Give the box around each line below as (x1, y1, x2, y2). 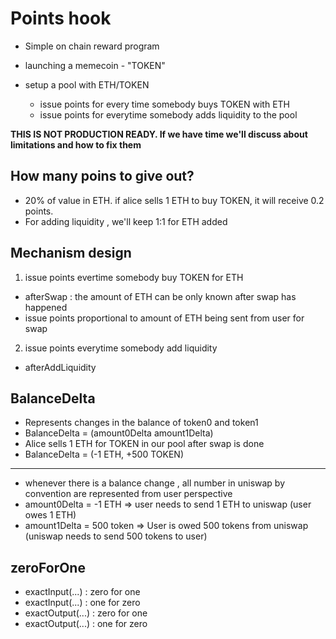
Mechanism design (10, 245, 132, 262)
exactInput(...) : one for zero (24, 597, 141, 609)
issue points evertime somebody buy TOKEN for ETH (24, 271, 244, 283)
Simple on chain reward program (24, 40, 160, 52)
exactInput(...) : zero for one (24, 586, 141, 598)
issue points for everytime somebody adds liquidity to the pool (39, 108, 298, 121)
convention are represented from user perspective (24, 488, 233, 500)
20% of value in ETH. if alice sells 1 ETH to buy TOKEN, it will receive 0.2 (24, 194, 325, 206)
